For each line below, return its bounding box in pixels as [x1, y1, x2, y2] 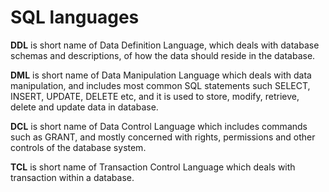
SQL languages [10, 6, 140, 29]
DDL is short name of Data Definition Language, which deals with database [10, 39, 320, 51]
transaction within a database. [10, 171, 135, 183]
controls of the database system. [10, 141, 147, 153]
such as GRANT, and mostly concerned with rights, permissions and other [10, 131, 316, 143]
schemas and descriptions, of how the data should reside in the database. [10, 49, 316, 61]
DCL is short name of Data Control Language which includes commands [10, 120, 308, 132]
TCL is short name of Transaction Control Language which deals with [10, 161, 296, 173]
